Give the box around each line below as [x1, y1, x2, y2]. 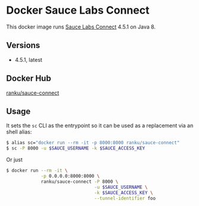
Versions [6, 40, 41, 50]
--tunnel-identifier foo [94, 195, 156, 201]
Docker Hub [6, 74, 52, 84]
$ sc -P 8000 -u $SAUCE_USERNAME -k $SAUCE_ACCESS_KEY [6, 145, 145, 151]
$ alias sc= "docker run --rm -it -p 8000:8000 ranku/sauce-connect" [6, 140, 180, 146]
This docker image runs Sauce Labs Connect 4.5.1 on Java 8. [6, 23, 156, 30]
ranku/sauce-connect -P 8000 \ [41, 179, 119, 185]
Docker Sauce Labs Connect [6, 4, 150, 17]
